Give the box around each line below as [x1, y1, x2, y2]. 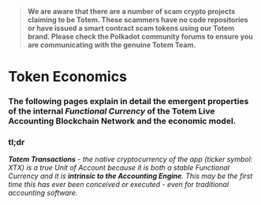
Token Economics [8, 68, 128, 86]
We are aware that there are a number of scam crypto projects [27, 7, 236, 16]
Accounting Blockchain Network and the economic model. [8, 116, 237, 127]
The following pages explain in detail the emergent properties [8, 96, 249, 107]
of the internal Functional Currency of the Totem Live [8, 106, 215, 117]
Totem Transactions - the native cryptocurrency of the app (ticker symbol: [8, 155, 253, 164]
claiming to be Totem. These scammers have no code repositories [27, 15, 248, 24]
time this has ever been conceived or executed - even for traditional [8, 180, 229, 189]
